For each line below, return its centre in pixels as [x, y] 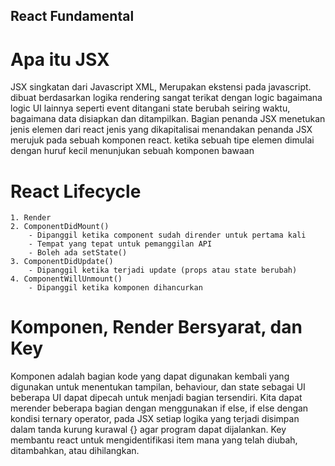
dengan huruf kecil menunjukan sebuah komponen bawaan [132, 151]
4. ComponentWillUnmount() [66, 279]
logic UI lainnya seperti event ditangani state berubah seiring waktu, [150, 108]
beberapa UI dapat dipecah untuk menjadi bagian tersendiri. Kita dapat [156, 398]
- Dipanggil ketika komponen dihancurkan [115, 288]
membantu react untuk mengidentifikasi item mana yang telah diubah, [154, 440]
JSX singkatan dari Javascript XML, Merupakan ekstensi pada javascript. [161, 87]
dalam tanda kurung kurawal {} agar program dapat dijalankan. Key [148, 430]
